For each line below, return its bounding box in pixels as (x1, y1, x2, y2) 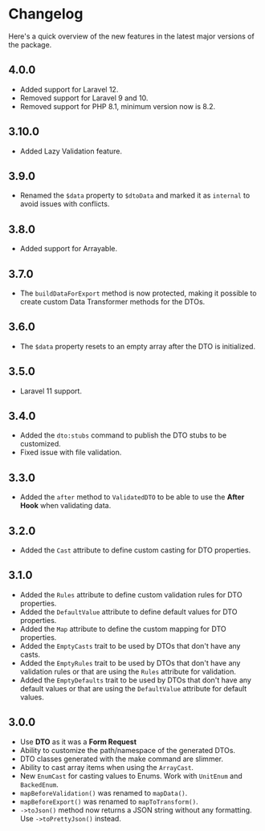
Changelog (8, 5, 84, 23)
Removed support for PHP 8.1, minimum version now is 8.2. (19, 101, 216, 111)
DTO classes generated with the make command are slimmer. (19, 754, 223, 764)
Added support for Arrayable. (19, 244, 118, 254)
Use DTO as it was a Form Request (19, 736, 137, 747)
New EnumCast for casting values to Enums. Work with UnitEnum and (19, 771, 243, 780)
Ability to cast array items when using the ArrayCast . (19, 762, 194, 772)
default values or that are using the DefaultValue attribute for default (19, 683, 247, 693)
